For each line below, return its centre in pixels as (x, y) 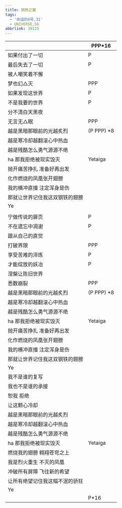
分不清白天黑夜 (26, 112)
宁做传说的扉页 (26, 217)
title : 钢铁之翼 (21, 10)
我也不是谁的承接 (28, 386)
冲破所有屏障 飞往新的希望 (39, 472)
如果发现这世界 (26, 93)
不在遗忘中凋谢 (26, 226)
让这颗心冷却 (23, 405)
